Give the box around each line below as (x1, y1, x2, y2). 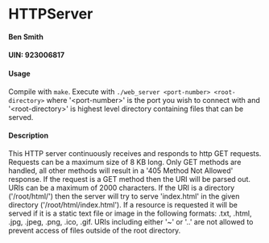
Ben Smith (8, 31, 44, 41)
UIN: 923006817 (8, 50, 65, 60)
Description (8, 130, 49, 141)
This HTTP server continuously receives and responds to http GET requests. (8, 148, 262, 158)
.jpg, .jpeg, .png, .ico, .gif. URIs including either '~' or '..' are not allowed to (8, 216, 254, 226)
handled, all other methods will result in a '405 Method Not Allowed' (8, 166, 234, 175)
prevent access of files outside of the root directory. (8, 225, 181, 235)
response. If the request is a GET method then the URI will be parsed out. (8, 174, 251, 183)
